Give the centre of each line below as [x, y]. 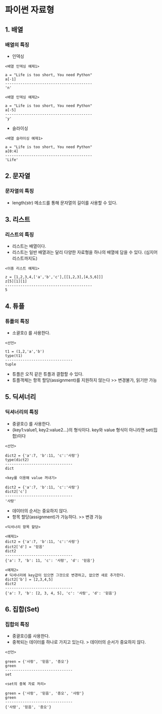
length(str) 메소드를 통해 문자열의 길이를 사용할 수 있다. [65, 203]
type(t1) [14, 356]
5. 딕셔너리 [21, 397]
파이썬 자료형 [30, 10]
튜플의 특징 [17, 321]
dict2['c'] [16, 491]
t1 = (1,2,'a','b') [25, 351]
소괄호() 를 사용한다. [31, 333]
